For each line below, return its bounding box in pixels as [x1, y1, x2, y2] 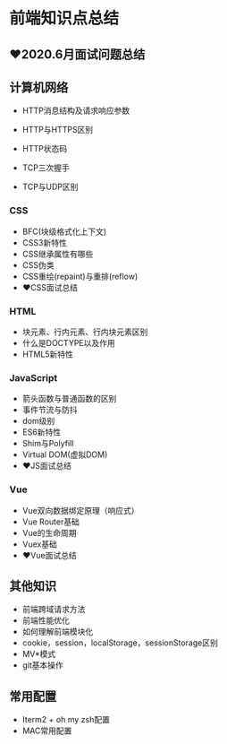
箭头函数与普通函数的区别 [21, 394, 117, 404]
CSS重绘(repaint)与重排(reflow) [21, 271, 139, 281]
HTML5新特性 [21, 349, 74, 359]
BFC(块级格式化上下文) [21, 226, 107, 237]
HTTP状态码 [21, 143, 68, 154]
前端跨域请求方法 [21, 604, 86, 615]
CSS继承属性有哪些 [21, 248, 94, 259]
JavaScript [9, 371, 58, 384]
